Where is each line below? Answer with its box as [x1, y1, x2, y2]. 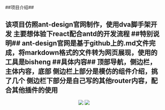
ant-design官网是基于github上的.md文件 [21, 39, 149, 47]
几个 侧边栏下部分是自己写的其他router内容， [11, 76, 151, 85]
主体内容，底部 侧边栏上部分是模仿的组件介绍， [5, 67, 151, 76]
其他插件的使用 [11, 86, 58, 94]
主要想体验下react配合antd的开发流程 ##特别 [13, 29, 153, 38]
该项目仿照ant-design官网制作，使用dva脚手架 [5, 20, 151, 29]
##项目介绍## [5, 4, 34, 10]
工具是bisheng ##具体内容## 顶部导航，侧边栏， [5, 58, 156, 66]
